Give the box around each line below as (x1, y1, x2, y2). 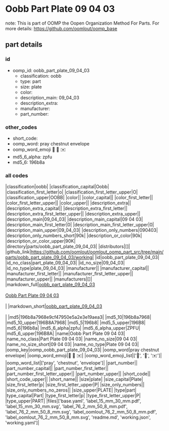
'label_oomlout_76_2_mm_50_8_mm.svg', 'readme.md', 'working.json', (5, 414, 151, 420)
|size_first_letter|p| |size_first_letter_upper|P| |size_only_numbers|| (5, 382, 145, 388)
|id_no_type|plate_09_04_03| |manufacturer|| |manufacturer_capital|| (5, 265, 149, 271)
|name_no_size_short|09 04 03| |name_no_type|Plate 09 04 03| (5, 341, 139, 348)
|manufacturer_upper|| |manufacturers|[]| (5, 276, 93, 282)
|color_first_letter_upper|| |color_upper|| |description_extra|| (5, 200, 131, 206)
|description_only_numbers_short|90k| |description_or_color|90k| (5, 232, 143, 239)
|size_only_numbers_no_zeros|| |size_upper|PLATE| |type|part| (5, 387, 137, 393)
